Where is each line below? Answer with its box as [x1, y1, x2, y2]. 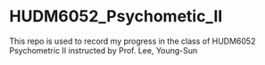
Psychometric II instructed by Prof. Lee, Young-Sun [9, 45, 198, 55]
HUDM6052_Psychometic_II [9, 6, 223, 27]
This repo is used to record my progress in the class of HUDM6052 [9, 36, 256, 46]
